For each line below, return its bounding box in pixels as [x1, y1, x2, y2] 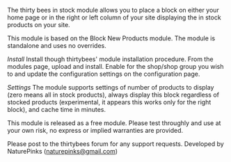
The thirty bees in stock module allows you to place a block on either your [7, 6, 219, 14]
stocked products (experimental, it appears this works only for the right [7, 98, 212, 106]
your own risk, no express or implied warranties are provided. [7, 127, 183, 134]
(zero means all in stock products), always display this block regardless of [7, 90, 219, 99]
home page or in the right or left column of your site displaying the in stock [7, 13, 221, 22]
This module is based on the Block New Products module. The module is [7, 34, 216, 42]
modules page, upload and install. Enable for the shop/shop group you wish [7, 63, 224, 70]
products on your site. [7, 21, 71, 29]
